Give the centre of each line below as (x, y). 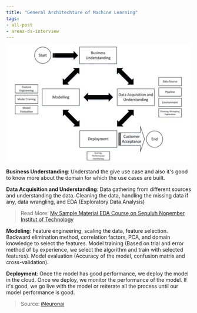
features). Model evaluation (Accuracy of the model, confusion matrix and (96, 256)
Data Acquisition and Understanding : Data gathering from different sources (99, 189)
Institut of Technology (47, 219)
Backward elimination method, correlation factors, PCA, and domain (88, 237)
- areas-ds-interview (33, 31)
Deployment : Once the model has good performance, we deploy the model (97, 274)
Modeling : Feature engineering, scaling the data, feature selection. (87, 230)
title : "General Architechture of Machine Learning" (72, 12)
